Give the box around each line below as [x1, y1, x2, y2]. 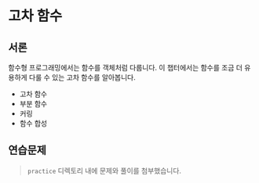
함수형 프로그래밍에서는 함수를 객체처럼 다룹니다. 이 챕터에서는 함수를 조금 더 [8, 63, 243, 72]
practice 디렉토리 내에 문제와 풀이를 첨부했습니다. [27, 166, 182, 175]
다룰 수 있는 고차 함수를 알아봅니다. [28, 73, 136, 82]
